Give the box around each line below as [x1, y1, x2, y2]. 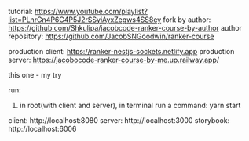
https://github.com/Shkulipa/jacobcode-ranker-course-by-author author [8, 23, 242, 32]
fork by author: [163, 15, 211, 24]
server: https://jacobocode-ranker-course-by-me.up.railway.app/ [8, 55, 220, 64]
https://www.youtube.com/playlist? [34, 7, 148, 16]
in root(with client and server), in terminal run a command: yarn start [19, 101, 241, 110]
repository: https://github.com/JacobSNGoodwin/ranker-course [8, 31, 214, 41]
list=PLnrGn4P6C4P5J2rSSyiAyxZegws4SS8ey [8, 15, 162, 24]
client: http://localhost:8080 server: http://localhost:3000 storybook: [8, 116, 230, 125]
